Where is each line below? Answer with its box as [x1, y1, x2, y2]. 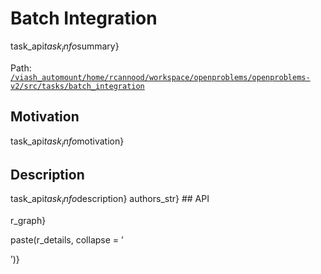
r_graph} [10, 214, 47, 226]
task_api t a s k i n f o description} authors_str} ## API [10, 193, 210, 207]
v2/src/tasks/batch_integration [10, 81, 145, 91]
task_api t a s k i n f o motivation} [10, 135, 125, 149]
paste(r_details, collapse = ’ [10, 233, 124, 246]
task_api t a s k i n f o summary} [10, 40, 120, 54]
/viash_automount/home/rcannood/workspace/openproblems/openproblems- [10, 72, 311, 82]
